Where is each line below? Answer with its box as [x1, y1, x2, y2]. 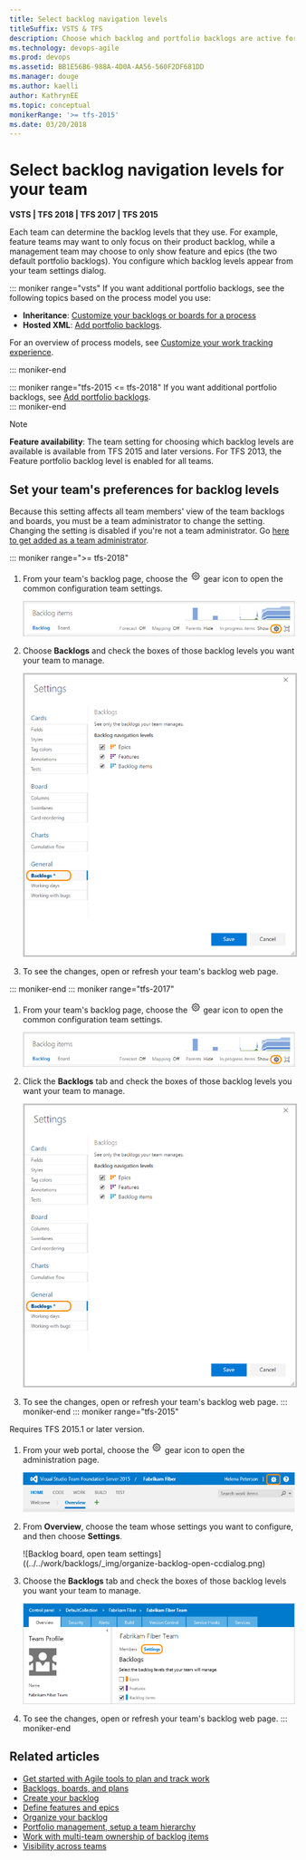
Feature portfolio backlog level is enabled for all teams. [9, 456, 215, 467]
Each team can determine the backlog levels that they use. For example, [9, 227, 279, 237]
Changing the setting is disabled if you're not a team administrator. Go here [9, 526, 290, 536]
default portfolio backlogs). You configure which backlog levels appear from [9, 256, 294, 266]
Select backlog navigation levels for [9, 160, 284, 180]
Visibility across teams [22, 1840, 107, 1851]
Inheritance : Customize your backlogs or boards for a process [22, 310, 256, 321]
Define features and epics [22, 1802, 120, 1813]
